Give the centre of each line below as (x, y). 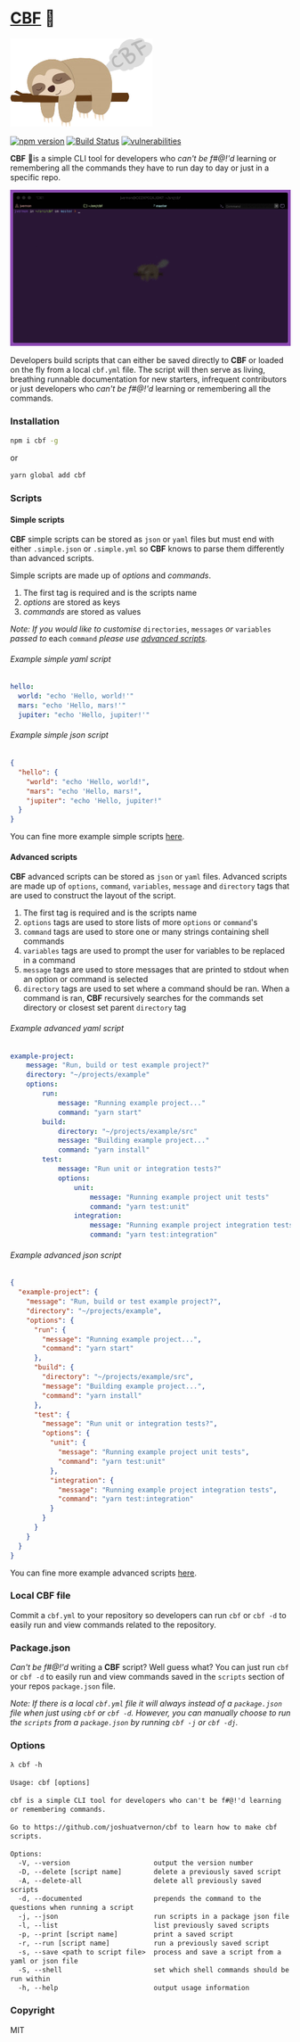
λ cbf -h (26, 1765)
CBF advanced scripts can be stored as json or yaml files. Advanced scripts (149, 877)
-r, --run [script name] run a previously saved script (144, 1944)
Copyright (32, 2011)
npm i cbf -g (34, 441)
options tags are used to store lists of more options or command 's (140, 922)
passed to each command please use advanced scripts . (109, 639)
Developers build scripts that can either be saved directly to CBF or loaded (147, 360)
